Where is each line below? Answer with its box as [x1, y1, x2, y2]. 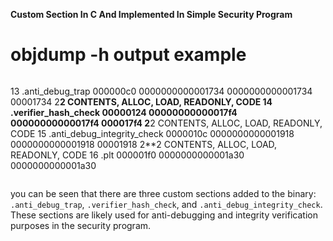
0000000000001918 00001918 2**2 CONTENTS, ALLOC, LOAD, [10, 138, 278, 150]
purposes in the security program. [10, 219, 152, 231]
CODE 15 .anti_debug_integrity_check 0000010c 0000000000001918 [10, 127, 295, 139]
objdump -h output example [10, 44, 247, 66]
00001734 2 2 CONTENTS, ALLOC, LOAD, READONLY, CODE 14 [10, 95, 273, 108]
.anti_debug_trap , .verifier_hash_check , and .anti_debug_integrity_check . [10, 198, 323, 210]
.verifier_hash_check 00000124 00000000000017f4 [10, 106, 238, 118]
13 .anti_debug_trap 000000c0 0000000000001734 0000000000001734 [10, 85, 313, 97]
